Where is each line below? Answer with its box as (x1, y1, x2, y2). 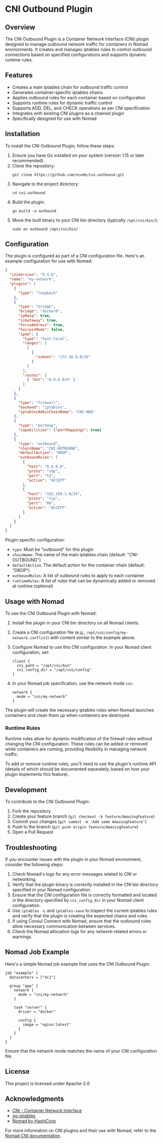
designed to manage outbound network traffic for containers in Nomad (5, 41, 148, 47)
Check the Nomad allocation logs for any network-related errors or (12, 928, 147, 934)
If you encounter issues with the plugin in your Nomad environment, (5, 856, 142, 862)
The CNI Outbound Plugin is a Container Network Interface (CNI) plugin (5, 36, 149, 42)
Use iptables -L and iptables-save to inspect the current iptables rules (12, 908, 158, 914)
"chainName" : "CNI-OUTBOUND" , (18, 446, 80, 451)
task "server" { (14, 1005, 47, 1010)
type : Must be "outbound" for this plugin (12, 546, 94, 552)
